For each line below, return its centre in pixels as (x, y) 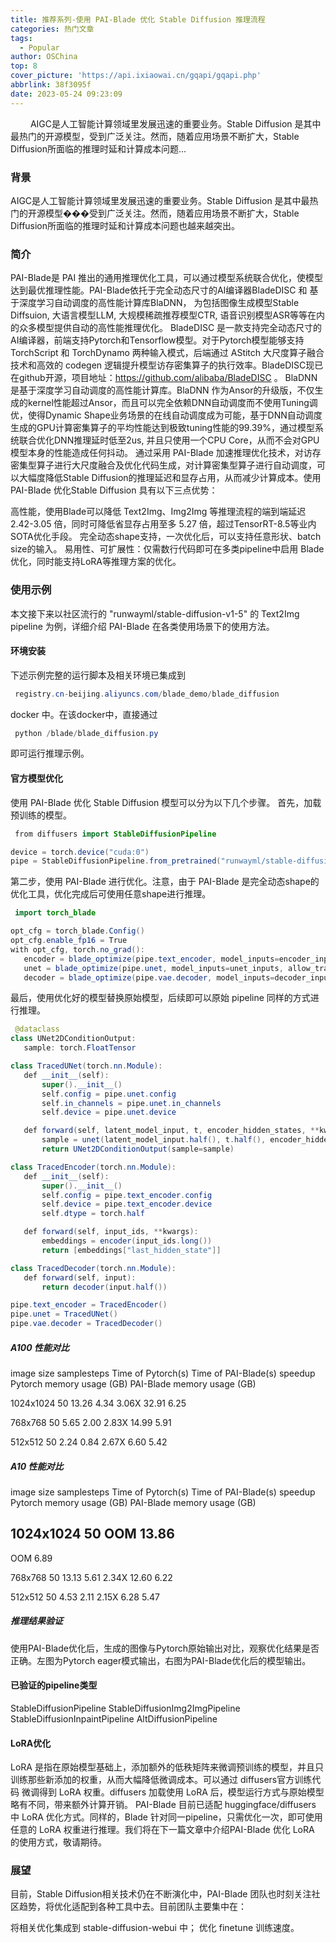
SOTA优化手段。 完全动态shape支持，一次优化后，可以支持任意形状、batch (166, 537)
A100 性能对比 (40, 1347)
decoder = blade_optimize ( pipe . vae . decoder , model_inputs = (149, 977)
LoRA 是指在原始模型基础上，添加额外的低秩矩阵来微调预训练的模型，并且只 (167, 1767)
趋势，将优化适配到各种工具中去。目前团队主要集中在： (132, 1907)
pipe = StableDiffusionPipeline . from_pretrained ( (116, 861)
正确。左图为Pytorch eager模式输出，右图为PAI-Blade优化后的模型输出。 (161, 1660)
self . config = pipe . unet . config (109, 1094)
